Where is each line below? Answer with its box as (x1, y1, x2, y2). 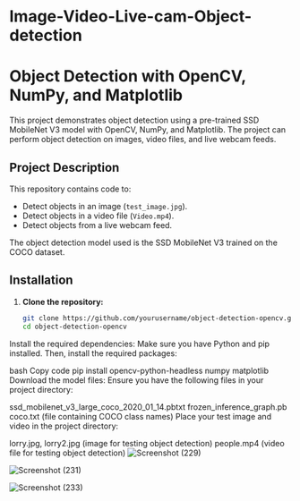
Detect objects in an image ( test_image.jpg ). (21, 200, 188, 211)
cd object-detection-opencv (21, 322, 127, 331)
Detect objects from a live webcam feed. (21, 219, 173, 230)
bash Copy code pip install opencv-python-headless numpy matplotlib (9, 365, 270, 376)
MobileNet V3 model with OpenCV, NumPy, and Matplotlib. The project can (9, 124, 287, 135)
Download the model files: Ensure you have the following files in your (9, 374, 264, 386)
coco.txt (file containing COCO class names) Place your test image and (9, 411, 271, 421)
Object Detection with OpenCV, (9, 66, 246, 87)
